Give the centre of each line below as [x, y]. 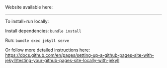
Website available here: [29, 7]
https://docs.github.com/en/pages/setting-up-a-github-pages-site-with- [80, 55]
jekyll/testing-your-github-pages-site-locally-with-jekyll [62, 60]
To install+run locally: [27, 21]
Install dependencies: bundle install [43, 31]
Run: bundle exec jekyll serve [37, 40]
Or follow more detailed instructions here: [48, 50]
